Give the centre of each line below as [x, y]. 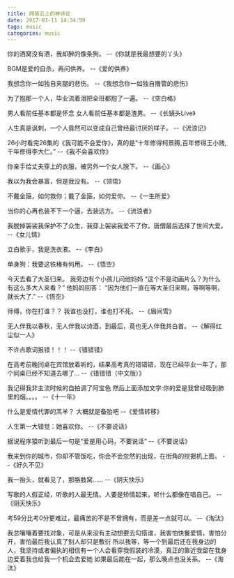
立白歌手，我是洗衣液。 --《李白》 [57, 249]
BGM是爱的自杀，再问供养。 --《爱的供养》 [70, 69]
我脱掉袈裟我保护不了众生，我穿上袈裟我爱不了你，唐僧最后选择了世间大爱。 [117, 226]
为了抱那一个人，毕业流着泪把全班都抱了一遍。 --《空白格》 [93, 98]
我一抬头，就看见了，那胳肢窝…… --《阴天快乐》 [77, 480]
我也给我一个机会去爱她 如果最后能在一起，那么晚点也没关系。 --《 [122, 559]
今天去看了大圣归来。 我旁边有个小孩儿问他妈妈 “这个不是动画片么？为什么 [114, 279]
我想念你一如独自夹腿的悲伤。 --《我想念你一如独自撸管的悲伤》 [99, 84]
